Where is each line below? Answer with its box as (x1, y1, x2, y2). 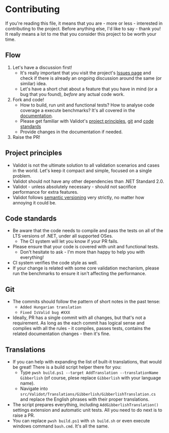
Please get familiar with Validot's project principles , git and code (20, 118, 154, 124)
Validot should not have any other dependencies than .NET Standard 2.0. (12, 178, 164, 184)
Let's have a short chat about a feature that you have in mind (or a (20, 86, 157, 92)
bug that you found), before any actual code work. (20, 91, 125, 97)
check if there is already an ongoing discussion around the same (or (20, 75, 162, 81)
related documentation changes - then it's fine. (12, 331, 111, 337)
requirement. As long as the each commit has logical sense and (12, 320, 145, 326)
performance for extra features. (12, 189, 79, 195)
